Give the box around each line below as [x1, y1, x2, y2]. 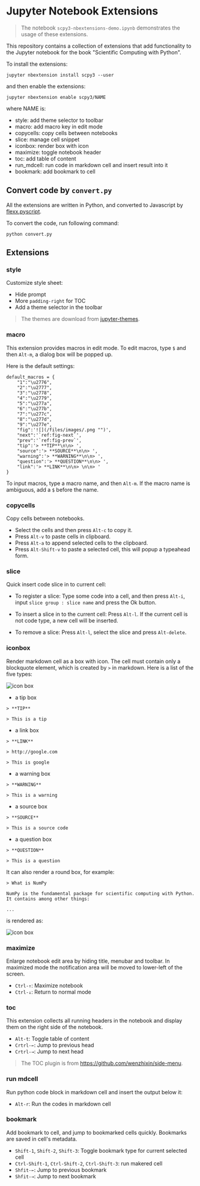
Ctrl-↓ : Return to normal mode [14, 988, 92, 995]
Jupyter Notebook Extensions [6, 4, 159, 18]
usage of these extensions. [20, 30, 88, 37]
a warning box [14, 770, 51, 777]
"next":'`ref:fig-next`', [17, 432, 82, 438]
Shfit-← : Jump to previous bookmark [14, 1166, 107, 1173]
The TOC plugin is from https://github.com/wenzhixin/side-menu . [20, 1060, 183, 1067]
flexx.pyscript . [6, 208, 42, 215]
